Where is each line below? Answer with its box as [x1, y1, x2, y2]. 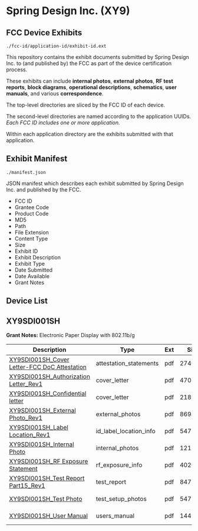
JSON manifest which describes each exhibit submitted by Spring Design [6, 180, 184, 187]
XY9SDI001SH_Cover [9, 355, 70, 364]
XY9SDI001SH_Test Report [9, 474, 85, 483]
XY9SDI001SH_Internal [9, 440, 75, 448]
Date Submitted [14, 266, 53, 273]
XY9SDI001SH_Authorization [9, 372, 90, 381]
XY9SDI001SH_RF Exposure [9, 457, 88, 466]
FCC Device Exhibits [6, 28, 82, 38]
